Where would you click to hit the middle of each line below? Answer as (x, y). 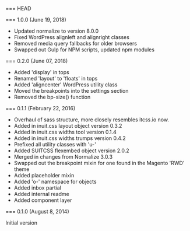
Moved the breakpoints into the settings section (71, 91)
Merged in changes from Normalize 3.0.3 (63, 157)
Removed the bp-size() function (52, 97)
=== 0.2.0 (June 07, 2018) (37, 61)
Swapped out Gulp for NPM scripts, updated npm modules (84, 50)
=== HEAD (18, 8)
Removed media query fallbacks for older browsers (75, 43)
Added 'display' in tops (41, 72)
